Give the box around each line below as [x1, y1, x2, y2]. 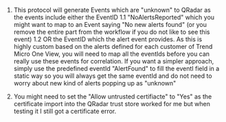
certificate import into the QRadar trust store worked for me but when [13, 100, 211, 108]
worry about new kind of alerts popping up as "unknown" [13, 79, 177, 87]
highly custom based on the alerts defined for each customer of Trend [13, 43, 213, 50]
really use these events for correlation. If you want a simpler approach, [13, 57, 214, 65]
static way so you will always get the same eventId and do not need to [13, 72, 212, 80]
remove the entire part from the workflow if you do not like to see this [13, 28, 210, 36]
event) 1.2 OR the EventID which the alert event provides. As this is [13, 35, 203, 43]
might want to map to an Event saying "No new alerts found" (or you [13, 21, 207, 28]
